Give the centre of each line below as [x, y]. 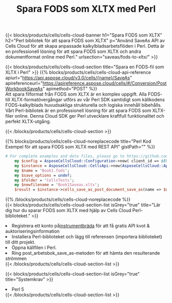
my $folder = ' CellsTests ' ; [44, 180]
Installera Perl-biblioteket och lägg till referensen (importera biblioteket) [87, 237]
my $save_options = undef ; [43, 175]
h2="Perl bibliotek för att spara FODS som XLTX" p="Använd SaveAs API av [85, 41]
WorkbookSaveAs [24, 89]
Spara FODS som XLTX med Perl [86, 9]
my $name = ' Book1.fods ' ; [42, 171]
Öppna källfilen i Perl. [34, 248]
